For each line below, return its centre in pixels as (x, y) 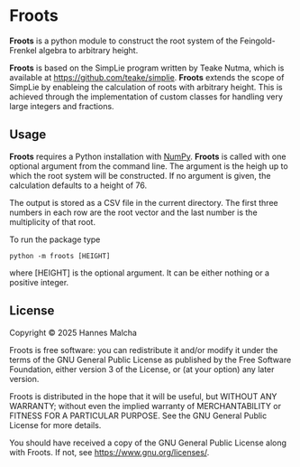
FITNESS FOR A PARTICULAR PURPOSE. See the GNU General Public (138, 416)
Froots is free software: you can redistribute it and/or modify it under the (144, 350)
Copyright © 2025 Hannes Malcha (73, 332)
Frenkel (23, 50)
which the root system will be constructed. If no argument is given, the (140, 175)
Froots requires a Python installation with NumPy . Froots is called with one (148, 156)
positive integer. (39, 282)
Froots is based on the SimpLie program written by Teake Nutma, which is (147, 68)
